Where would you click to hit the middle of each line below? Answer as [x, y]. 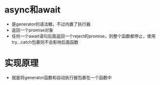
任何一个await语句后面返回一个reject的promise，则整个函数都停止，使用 [83, 36]
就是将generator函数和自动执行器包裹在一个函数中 [62, 77]
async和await [33, 10]
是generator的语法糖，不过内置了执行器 [51, 24]
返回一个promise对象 [32, 30]
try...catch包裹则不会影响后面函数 [45, 42]
